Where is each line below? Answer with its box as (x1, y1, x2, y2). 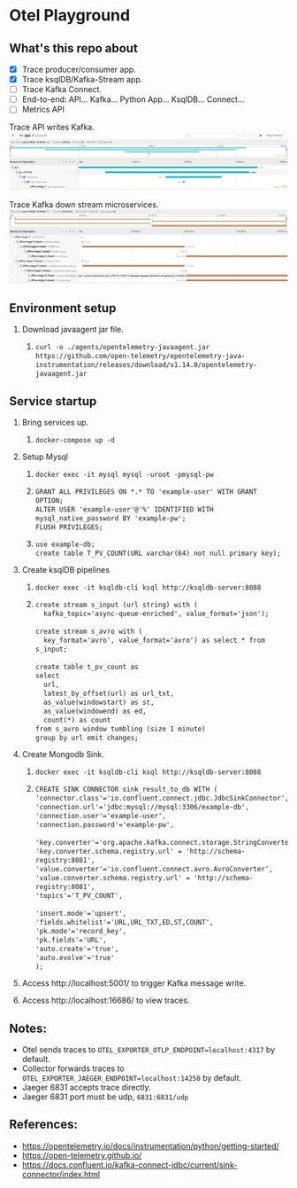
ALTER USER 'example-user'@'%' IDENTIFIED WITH (34, 505, 214, 514)
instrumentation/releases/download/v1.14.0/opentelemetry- (34, 361, 258, 370)
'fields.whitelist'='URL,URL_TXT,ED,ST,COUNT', (34, 918, 214, 927)
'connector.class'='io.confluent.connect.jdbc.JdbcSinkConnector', (34, 794, 289, 803)
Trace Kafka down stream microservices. (9, 199, 159, 210)
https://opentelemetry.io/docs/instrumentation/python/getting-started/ (21, 1140, 280, 1151)
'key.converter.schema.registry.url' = (34, 848, 183, 856)
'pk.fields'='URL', (34, 936, 108, 945)
